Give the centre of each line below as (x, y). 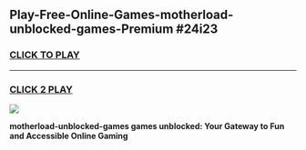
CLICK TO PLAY (45, 55)
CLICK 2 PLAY (41, 89)
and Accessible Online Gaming (69, 135)
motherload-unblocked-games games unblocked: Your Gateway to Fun (147, 125)
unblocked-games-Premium (92, 30)
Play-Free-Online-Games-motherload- (122, 15)
